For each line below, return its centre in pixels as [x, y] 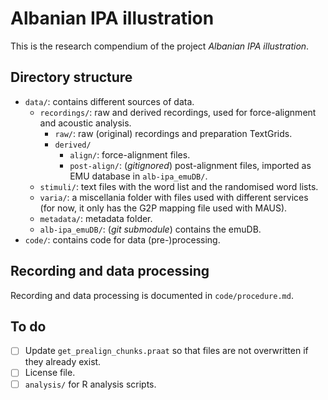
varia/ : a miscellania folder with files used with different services [174, 197]
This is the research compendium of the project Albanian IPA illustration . [160, 46]
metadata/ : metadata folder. [96, 218]
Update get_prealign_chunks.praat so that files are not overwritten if [166, 351]
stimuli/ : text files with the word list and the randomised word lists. [179, 186]
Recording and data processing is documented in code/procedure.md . [152, 295]
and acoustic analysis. [85, 123]
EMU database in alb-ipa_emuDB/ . [138, 176]
